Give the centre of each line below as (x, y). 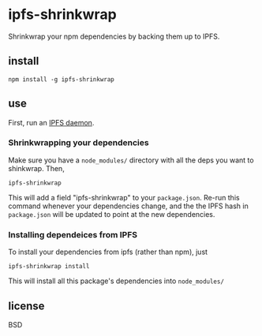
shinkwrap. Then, (36, 168)
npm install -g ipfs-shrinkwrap (61, 79)
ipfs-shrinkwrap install (49, 267)
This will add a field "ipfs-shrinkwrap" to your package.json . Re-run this (124, 197)
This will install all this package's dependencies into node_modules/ (116, 281)
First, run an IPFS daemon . (51, 122)
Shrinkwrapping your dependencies (79, 143)
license (26, 306)
